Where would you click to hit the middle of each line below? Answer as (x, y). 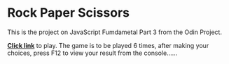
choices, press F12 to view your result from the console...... (92, 53)
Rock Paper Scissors (68, 13)
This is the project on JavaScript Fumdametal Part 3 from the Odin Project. (115, 32)
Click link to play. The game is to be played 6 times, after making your (108, 45)
